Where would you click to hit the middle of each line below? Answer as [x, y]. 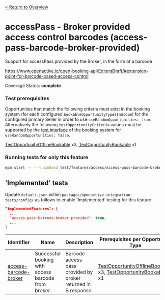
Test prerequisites [27, 98]
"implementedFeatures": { [31, 209]
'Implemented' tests [37, 183]
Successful [48, 253]
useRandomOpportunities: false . [38, 135]
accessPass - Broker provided [68, 27]
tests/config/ [20, 200]
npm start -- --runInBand [31, 167]
